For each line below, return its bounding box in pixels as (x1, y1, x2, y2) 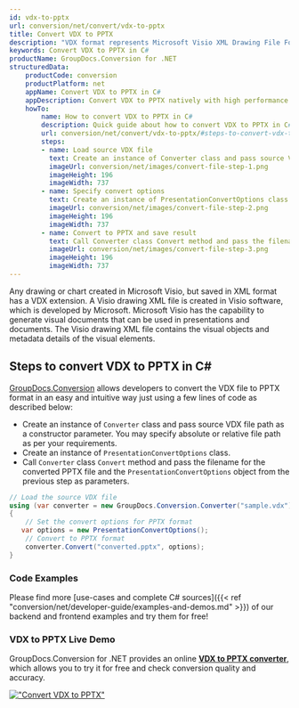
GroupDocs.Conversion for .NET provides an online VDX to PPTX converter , (9, 654, 289, 664)
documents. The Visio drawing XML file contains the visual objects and (9, 323, 270, 334)
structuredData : (9, 63, 69, 72)
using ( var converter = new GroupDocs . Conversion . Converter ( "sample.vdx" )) (9, 500, 296, 510)
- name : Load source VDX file (41, 145, 153, 154)
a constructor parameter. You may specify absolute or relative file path (21, 428, 281, 439)
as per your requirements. (21, 437, 117, 448)
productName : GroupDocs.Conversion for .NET (9, 54, 177, 63)
